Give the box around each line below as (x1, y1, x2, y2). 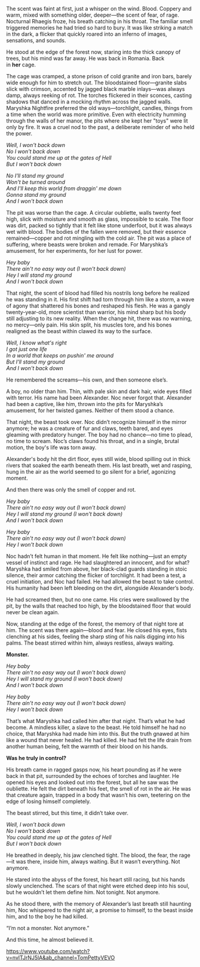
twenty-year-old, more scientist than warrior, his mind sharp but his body (6, 309, 186, 316)
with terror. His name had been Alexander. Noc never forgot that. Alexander (6, 394, 192, 401)
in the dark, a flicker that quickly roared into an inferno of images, (6, 30, 167, 38)
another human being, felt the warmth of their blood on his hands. (6, 743, 168, 750)
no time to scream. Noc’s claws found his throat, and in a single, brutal (6, 438, 179, 444)
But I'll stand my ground (6, 358, 65, 365)
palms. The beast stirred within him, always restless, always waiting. (6, 639, 174, 646)
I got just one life (6, 346, 48, 352)
